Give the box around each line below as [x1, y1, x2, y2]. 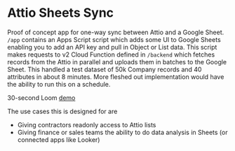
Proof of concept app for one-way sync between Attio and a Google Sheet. [7, 28, 224, 36]
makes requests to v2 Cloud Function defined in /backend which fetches [7, 50, 215, 59]
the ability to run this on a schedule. [7, 80, 111, 88]
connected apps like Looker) [17, 135, 100, 144]
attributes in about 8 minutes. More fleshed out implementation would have [7, 72, 224, 81]
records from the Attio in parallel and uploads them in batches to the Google [7, 57, 227, 66]
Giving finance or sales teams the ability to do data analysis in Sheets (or [17, 128, 228, 136]
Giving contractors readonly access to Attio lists [17, 120, 156, 129]
